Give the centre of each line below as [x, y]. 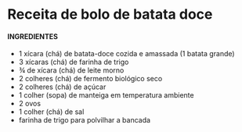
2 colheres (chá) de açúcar [62, 87]
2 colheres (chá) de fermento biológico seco [90, 79]
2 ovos [29, 104]
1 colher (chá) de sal [51, 112]
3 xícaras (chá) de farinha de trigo [74, 62]
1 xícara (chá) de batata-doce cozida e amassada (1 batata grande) [127, 54]
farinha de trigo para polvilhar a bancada [84, 120]
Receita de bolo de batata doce [110, 14]
